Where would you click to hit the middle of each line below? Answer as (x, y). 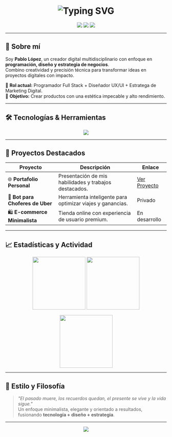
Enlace (150, 167)
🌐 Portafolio (23, 179)
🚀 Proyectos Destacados (45, 153)
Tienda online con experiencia (94, 213)
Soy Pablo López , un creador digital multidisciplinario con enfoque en (79, 59)
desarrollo (149, 219)
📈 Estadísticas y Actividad (49, 245)
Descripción (95, 167)
